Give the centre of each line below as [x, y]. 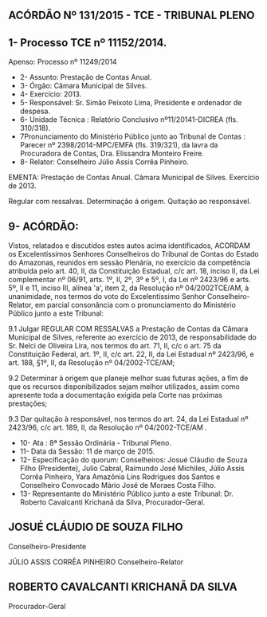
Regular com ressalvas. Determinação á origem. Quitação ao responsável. [130, 202]
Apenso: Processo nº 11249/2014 [63, 62]
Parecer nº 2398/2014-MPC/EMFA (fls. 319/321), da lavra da [119, 145]
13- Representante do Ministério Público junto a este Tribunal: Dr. [126, 494]
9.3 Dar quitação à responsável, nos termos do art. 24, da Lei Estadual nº [128, 419]
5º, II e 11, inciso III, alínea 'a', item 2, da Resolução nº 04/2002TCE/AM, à [129, 288]
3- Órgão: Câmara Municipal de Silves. [83, 86]
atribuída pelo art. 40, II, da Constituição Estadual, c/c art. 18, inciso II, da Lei [134, 271]
